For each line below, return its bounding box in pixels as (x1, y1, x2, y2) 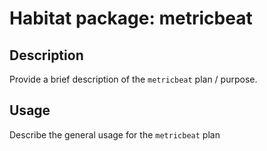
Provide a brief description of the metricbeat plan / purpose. (9, 73, 258, 85)
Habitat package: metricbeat (9, 7, 253, 30)
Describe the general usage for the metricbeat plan (9, 128, 221, 141)
